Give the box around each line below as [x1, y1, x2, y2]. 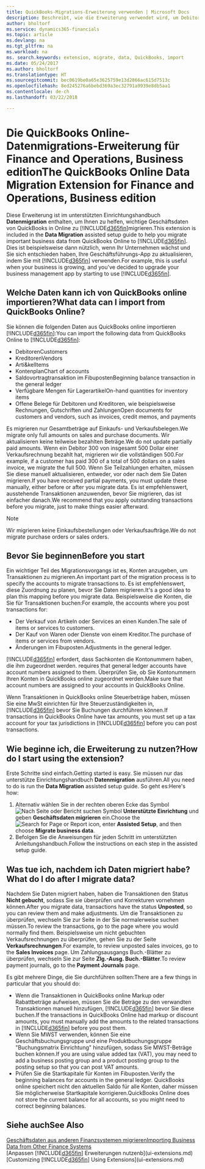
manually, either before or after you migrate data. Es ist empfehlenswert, [6, 483, 189, 490]
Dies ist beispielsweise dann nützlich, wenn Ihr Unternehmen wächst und [6, 244, 190, 251]
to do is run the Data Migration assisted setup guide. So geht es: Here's [6, 783, 186, 790]
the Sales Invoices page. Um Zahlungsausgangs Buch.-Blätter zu [6, 948, 171, 955]
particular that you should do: [6, 980, 81, 987]
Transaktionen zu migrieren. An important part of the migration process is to [6, 573, 196, 581]
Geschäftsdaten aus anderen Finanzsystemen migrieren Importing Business [6, 1136, 195, 1143]
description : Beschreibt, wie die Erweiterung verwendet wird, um [6, 15, 179, 21]
